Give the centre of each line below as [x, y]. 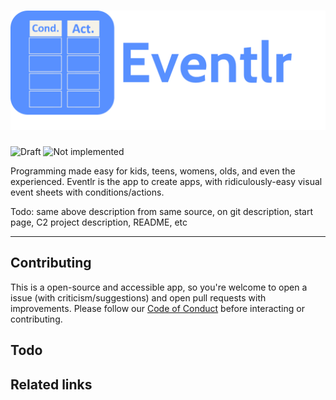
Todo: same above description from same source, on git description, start [162, 211]
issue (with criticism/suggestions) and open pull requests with [138, 297]
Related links [51, 384]
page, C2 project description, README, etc [99, 222]
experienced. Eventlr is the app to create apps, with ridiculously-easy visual [166, 181]
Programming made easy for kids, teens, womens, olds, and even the [153, 171]
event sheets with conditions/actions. [87, 192]
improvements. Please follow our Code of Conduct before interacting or [157, 308]
